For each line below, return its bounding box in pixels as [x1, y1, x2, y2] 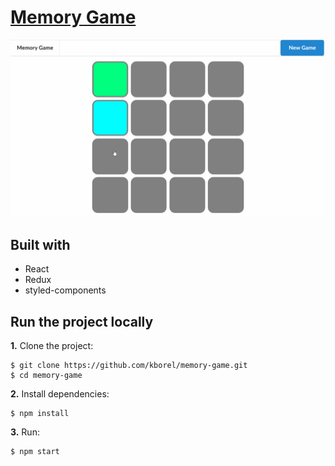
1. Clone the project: [10, 340, 94, 352]
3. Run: [10, 426, 40, 438]
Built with [10, 236, 71, 253]
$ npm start [10, 447, 60, 457]
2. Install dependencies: [10, 388, 110, 400]
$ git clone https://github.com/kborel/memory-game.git [10, 361, 248, 371]
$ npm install [10, 409, 70, 419]
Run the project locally [10, 313, 154, 330]
